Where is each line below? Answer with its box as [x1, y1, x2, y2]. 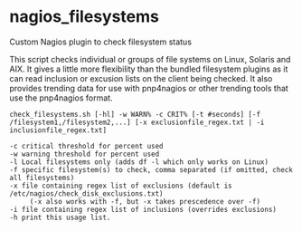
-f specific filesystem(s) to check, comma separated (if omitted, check [9, 165, 294, 174]
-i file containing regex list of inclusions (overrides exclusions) [9, 205, 278, 214]
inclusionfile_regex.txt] [9, 125, 107, 135]
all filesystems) [9, 173, 75, 182]
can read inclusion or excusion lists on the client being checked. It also [9, 72, 273, 83]
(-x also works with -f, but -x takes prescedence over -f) [29, 197, 260, 206]
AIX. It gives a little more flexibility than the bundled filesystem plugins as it [9, 63, 288, 74]
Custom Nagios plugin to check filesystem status [9, 36, 193, 47]
